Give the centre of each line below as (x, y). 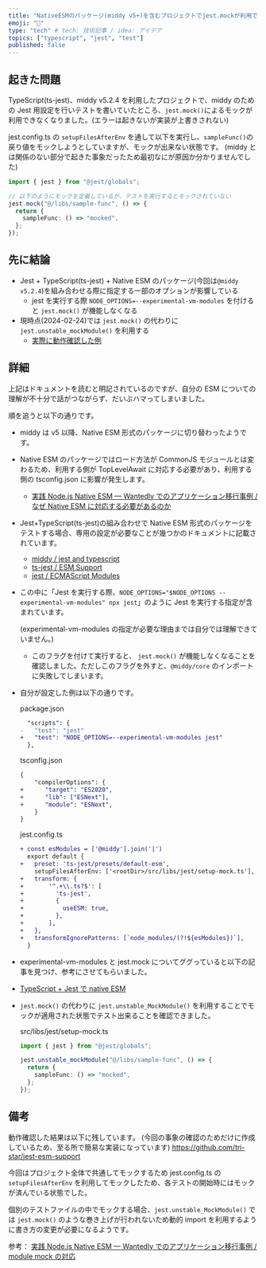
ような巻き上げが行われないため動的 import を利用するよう (161, 1219)
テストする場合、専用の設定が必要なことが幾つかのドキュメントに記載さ (138, 533)
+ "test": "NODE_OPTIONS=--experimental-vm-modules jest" (121, 738)
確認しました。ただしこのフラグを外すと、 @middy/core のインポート (143, 665)
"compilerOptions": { (70, 782)
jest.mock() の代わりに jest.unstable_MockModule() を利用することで (134, 1005)
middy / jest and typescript (76, 559)
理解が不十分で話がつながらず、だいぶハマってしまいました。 (109, 398)
